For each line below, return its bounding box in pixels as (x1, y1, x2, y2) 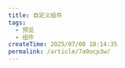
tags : (8, 19, 26, 27)
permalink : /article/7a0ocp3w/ (8, 48, 111, 55)
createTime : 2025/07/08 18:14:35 (8, 41, 118, 48)
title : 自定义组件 (8, 11, 63, 20)
